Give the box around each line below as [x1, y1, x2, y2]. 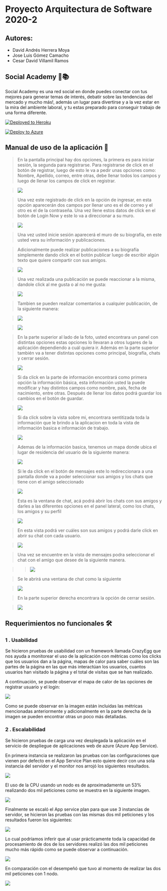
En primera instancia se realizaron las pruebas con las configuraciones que [5, 752, 159, 758]
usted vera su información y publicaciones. [17, 237, 106, 243]
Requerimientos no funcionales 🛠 [5, 619, 112, 628]
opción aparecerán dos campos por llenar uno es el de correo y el [17, 202, 153, 208]
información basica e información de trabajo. [17, 425, 109, 431]
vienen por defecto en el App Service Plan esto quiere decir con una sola [5, 758, 155, 764]
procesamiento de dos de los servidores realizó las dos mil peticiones [5, 841, 148, 847]
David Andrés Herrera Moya [12, 47, 70, 53]
